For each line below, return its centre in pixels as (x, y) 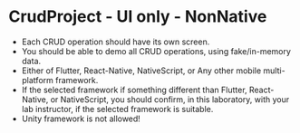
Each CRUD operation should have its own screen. (116, 42)
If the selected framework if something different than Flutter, (134, 90)
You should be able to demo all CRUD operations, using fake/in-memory (156, 51)
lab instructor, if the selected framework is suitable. (117, 109)
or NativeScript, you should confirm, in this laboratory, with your (170, 99)
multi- (275, 71)
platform (37, 80)
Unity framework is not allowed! (81, 119)
